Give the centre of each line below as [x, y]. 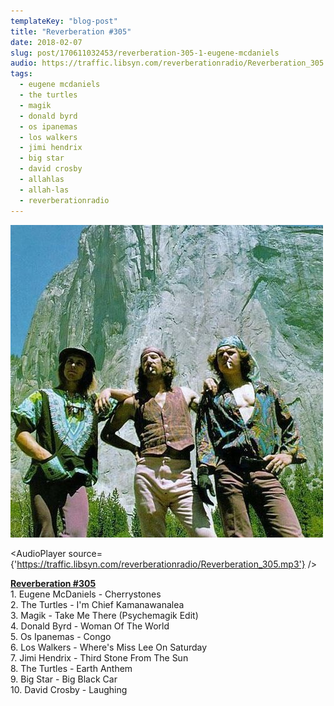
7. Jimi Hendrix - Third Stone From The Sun [99, 657]
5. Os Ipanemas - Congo [61, 636]
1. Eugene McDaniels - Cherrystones [86, 594]
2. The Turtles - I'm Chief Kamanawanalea [97, 604]
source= [85, 553]
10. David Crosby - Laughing [69, 689]
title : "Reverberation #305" [71, 31]
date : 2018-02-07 [46, 42]
